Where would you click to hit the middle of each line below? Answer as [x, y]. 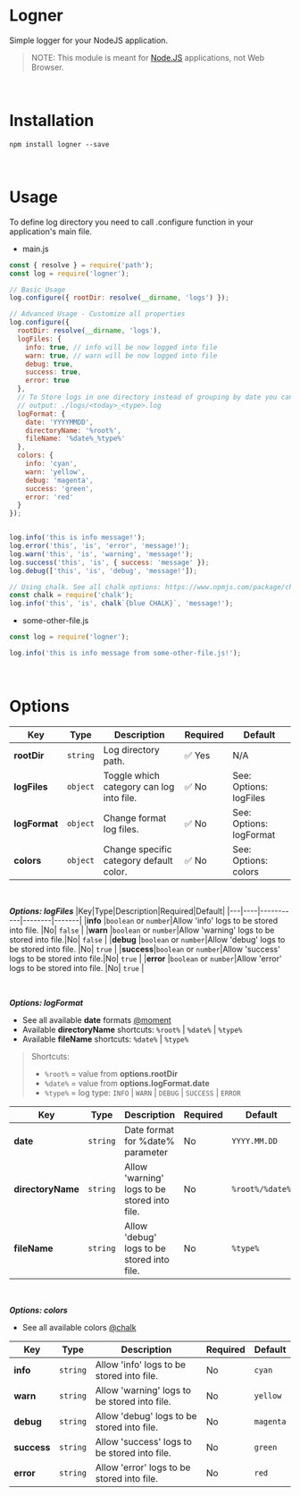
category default [138, 860]
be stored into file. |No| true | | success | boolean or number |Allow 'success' [145, 949]
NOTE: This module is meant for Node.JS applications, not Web [148, 57]
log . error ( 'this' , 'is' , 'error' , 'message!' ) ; [100, 546]
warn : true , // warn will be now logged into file [121, 355]
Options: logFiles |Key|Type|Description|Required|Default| [117, 911]
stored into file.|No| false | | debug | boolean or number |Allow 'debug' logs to [147, 939]
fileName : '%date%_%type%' [75, 439]
